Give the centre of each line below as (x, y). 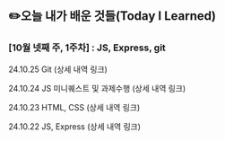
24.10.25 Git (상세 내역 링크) (58, 69)
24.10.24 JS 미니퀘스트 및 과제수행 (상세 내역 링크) (97, 88)
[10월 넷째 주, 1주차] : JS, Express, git (87, 48)
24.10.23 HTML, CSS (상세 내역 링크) (74, 107)
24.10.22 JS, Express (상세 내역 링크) (74, 126)
